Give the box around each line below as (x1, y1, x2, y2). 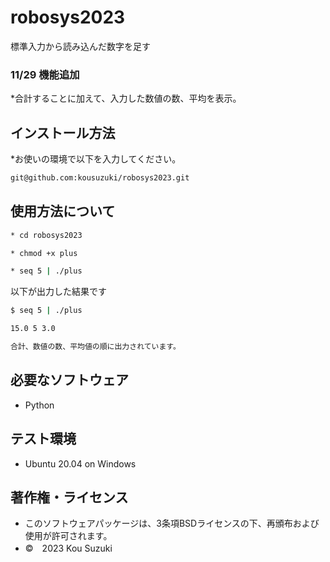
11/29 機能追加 (10, 67, 80, 81)
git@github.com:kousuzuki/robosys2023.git (10, 173, 190, 183)
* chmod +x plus (10, 248, 78, 258)
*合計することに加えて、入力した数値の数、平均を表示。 (10, 92, 242, 105)
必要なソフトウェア (10, 372, 129, 389)
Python (24, 399, 55, 411)
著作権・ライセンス (10, 489, 129, 506)
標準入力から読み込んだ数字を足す (10, 40, 151, 52)
